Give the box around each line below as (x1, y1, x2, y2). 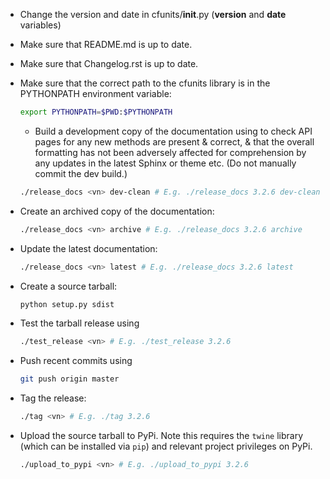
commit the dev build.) (34, 167, 128, 179)
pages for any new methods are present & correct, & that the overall (34, 135, 315, 148)
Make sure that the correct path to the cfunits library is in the (19, 77, 271, 89)
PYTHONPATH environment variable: (19, 88, 172, 99)
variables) (19, 19, 62, 31)
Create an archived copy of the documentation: (19, 205, 215, 217)
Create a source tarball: (19, 280, 118, 292)
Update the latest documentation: (19, 242, 158, 254)
